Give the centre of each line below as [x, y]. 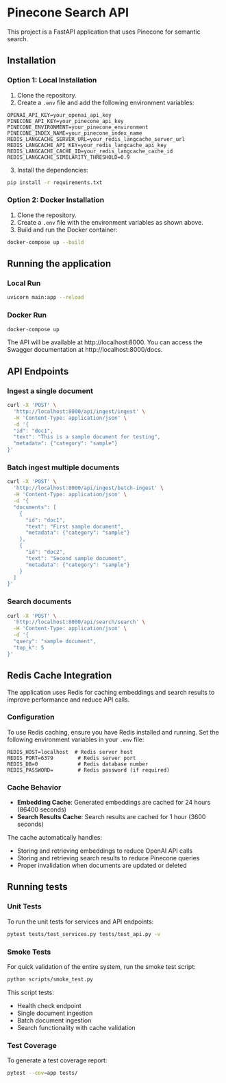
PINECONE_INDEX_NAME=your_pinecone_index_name [75, 133]
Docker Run [27, 315]
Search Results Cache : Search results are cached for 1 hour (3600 [111, 817]
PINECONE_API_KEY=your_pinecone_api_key [66, 121]
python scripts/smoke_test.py [50, 979]
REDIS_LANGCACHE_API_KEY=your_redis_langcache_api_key [87, 145]
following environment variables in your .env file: [76, 739]
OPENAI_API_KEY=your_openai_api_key [59, 115]
